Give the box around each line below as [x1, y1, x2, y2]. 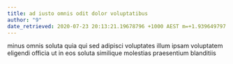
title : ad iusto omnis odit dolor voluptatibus [7, 10, 149, 17]
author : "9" [7, 17, 42, 23]
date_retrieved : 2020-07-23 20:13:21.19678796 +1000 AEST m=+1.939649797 [7, 23, 227, 30]
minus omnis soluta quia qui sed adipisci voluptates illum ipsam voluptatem [7, 42, 223, 50]
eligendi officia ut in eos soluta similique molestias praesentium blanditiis [7, 49, 216, 57]
